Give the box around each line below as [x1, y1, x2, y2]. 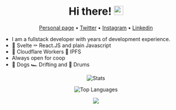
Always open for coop [11, 54, 66, 61]
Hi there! [68, 5, 112, 18]
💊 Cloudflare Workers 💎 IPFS [11, 48, 81, 55]
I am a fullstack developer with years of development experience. [11, 35, 171, 42]
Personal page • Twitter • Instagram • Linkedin [39, 24, 153, 31]
